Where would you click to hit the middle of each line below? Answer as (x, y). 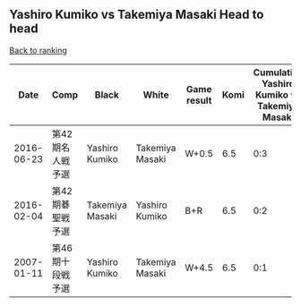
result (199, 100)
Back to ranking (38, 50)
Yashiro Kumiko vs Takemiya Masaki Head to (137, 15)
